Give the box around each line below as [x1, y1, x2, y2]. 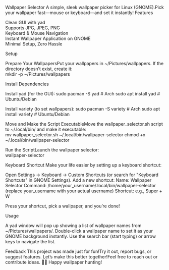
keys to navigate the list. [5, 239, 56, 244]
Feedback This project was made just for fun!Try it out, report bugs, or [5, 248, 152, 254]
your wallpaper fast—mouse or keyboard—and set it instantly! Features [5, 10, 153, 16]
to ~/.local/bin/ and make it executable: [5, 126, 87, 132]
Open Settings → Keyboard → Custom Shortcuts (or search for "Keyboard [5, 172, 159, 178]
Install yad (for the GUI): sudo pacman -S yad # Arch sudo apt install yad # [5, 91, 160, 96]
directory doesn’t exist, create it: [5, 66, 73, 72]
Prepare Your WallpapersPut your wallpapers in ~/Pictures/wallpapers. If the [5, 61, 164, 66]
